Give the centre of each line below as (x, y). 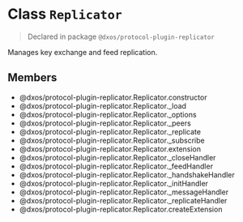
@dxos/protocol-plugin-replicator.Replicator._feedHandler (116, 166)
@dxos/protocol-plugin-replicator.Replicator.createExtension (121, 209)
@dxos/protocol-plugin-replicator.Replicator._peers (105, 123)
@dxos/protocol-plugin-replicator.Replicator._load (103, 105)
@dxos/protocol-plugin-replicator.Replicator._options (108, 114)
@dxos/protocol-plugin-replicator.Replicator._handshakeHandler (127, 174)
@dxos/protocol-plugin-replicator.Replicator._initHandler (113, 183)
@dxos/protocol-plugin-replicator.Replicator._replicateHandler (123, 200)
